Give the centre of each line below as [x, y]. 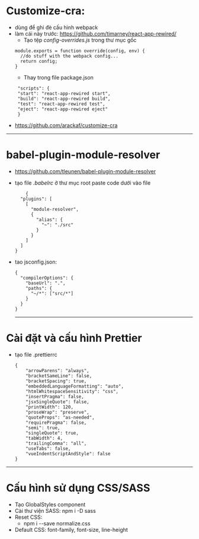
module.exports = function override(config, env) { [80, 51]
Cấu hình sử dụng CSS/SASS [78, 488]
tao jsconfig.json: [36, 262]
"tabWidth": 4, [44, 438]
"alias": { [50, 220]
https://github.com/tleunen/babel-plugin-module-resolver [85, 171]
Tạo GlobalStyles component [50, 504]
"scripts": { [33, 88]
